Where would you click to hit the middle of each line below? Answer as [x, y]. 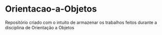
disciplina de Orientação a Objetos [40, 27]
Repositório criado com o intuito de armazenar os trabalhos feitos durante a [81, 22]
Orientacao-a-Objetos [51, 9]
